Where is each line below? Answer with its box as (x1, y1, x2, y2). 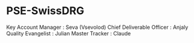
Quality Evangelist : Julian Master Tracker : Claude (6, 29, 131, 37)
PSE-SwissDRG (6, 4, 85, 18)
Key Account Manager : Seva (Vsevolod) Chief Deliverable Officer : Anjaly (6, 24, 189, 31)
